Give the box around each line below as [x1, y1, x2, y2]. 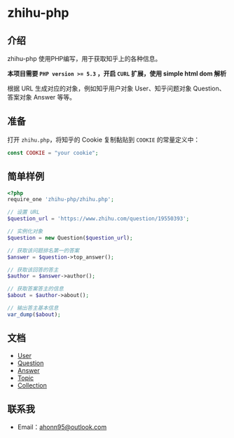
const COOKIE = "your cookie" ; [7, 149, 99, 156]
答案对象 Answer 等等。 [7, 93, 76, 101]
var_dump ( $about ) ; [7, 310, 61, 318]
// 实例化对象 [7, 228, 43, 235]
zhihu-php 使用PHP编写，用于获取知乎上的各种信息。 [7, 55, 162, 62]
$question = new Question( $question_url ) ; [7, 234, 133, 241]
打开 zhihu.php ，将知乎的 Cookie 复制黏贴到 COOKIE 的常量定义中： [7, 135, 200, 144]
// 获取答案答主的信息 [7, 285, 64, 292]
